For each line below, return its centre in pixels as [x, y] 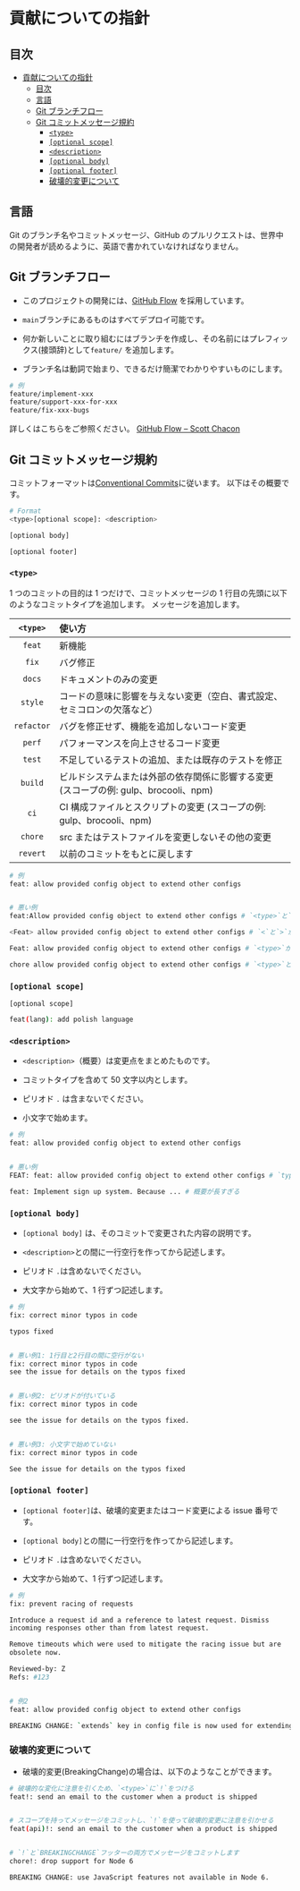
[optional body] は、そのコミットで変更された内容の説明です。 [139, 1233]
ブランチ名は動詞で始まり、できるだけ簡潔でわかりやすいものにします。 [154, 369]
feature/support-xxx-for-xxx [63, 402]
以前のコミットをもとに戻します [126, 854]
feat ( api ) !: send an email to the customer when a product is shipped [143, 1829]
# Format [25, 511]
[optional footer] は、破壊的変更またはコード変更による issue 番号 [146, 1510]
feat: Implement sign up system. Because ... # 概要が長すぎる [125, 1191]
